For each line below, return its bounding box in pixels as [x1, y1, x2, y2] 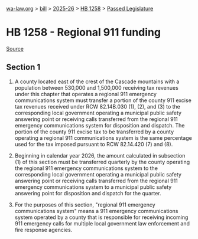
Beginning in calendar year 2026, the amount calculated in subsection [14, 152, 186, 159]
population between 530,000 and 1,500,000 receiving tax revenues [14, 84, 178, 91]
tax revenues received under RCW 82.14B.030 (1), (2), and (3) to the [14, 103, 180, 110]
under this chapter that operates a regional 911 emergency [14, 90, 157, 97]
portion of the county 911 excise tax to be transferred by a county [14, 128, 174, 135]
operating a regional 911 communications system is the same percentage [14, 134, 192, 141]
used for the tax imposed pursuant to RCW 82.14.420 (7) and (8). [14, 140, 173, 148]
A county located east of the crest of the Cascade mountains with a [14, 78, 180, 85]
